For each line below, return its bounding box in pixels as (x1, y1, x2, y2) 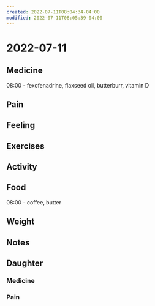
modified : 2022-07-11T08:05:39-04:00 (6, 15, 103, 21)
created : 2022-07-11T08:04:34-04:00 (6, 9, 100, 15)
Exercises (6, 141, 45, 151)
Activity (6, 162, 38, 172)
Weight (6, 217, 35, 227)
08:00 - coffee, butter (6, 198, 61, 206)
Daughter (6, 258, 43, 269)
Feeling (6, 120, 36, 130)
